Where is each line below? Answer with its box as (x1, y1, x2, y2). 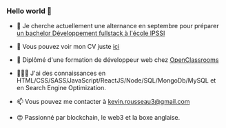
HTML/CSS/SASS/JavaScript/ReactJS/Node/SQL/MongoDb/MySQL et (16, 76, 216, 85)
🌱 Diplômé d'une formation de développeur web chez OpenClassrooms (16, 56, 219, 64)
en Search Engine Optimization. (16, 84, 106, 92)
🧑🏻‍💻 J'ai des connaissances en (16, 69, 106, 78)
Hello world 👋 (6, 6, 52, 16)
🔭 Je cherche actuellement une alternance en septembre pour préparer (16, 22, 219, 30)
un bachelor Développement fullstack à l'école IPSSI (16, 29, 165, 37)
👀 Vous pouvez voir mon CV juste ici (16, 43, 120, 51)
